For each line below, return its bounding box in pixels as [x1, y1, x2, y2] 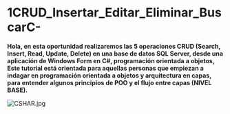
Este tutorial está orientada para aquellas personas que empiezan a [7, 64, 205, 72]
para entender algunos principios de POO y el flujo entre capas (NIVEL [7, 78, 212, 87]
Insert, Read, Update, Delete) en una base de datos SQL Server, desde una [7, 49, 224, 58]
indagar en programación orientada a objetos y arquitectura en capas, [7, 71, 212, 80]
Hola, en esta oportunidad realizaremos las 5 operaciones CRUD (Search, [7, 42, 221, 50]
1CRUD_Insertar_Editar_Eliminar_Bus [7, 5, 222, 21]
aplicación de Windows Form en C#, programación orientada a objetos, [7, 56, 215, 65]
